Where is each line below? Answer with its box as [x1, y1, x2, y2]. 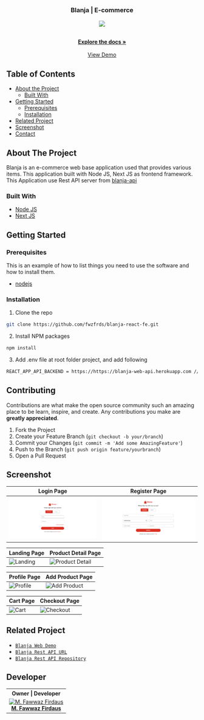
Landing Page [8, 549, 44, 557]
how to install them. [6, 269, 56, 276]
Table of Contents [6, 69, 76, 79]
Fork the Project [15, 426, 56, 433]
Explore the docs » [78, 38, 126, 46]
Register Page [130, 487, 167, 495]
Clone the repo [15, 309, 53, 317]
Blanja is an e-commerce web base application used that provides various [6, 164, 191, 171]
